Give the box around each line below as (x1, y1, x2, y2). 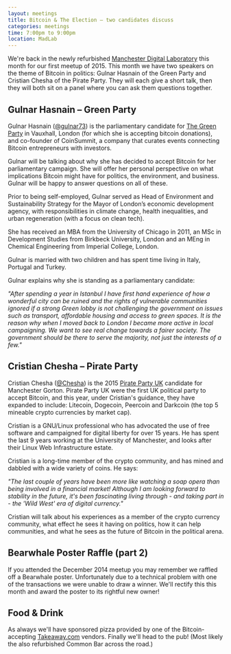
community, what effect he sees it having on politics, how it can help (8, 520, 202, 528)
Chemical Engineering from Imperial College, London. (8, 242, 160, 250)
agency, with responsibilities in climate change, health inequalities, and (8, 207, 208, 215)
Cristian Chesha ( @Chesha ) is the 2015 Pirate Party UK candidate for (8, 379, 203, 387)
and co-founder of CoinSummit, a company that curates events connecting (8, 136, 220, 144)
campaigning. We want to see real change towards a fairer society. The (8, 326, 211, 334)
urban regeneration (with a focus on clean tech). (8, 214, 145, 222)
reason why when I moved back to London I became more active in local (8, 318, 214, 327)
